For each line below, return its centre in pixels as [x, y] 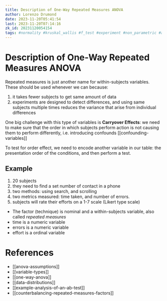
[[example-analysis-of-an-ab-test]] [48, 288]
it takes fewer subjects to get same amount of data [64, 97]
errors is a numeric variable [41, 227]
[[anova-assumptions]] [36, 266]
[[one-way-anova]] [32, 277]
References [29, 252]
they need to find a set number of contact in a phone [66, 186]
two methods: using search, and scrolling [54, 191]
